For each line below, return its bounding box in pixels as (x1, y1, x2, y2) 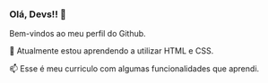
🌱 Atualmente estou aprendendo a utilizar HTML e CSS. (9, 46, 214, 56)
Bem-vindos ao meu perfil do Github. (9, 29, 146, 39)
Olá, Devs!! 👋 (9, 8, 67, 21)
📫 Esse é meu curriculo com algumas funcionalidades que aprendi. (9, 63, 260, 74)
